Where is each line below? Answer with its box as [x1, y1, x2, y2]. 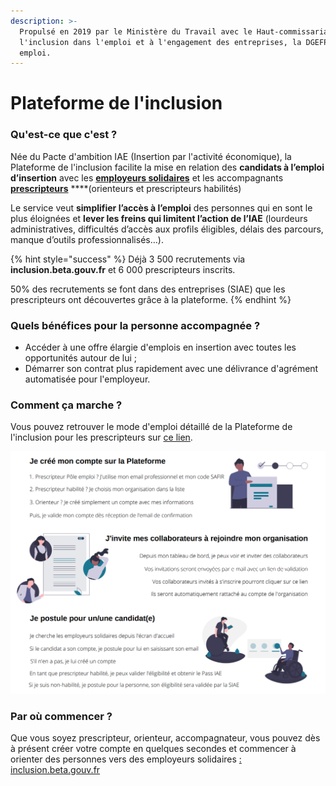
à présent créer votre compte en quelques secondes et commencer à [10, 742, 297, 754]
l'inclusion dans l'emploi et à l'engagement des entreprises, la [19, 37, 302, 47]
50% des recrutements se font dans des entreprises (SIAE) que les [10, 283, 286, 295]
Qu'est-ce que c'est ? [10, 128, 118, 142]
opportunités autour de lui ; [24, 352, 138, 364]
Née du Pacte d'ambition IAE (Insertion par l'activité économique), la [10, 150, 292, 162]
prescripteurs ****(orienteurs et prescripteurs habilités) [10, 182, 242, 194]
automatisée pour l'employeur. [24, 373, 151, 385]
